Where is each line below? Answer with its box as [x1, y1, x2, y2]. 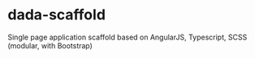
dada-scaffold [7, 6, 106, 24]
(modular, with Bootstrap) [7, 40, 93, 50]
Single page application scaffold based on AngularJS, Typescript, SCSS [7, 32, 248, 42]
